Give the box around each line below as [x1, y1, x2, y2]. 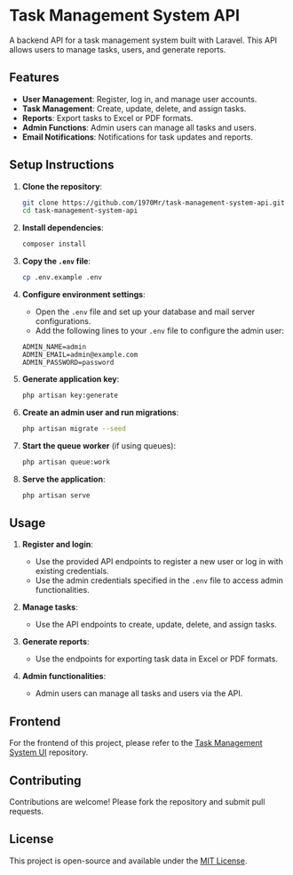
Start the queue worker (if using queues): [21, 440, 176, 450]
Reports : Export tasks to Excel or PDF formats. [21, 112, 194, 123]
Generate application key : [21, 374, 120, 385]
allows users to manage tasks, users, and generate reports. [9, 44, 226, 54]
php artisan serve [21, 490, 91, 499]
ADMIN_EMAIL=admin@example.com [21, 351, 139, 360]
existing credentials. [35, 566, 109, 577]
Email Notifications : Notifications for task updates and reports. [21, 131, 254, 142]
